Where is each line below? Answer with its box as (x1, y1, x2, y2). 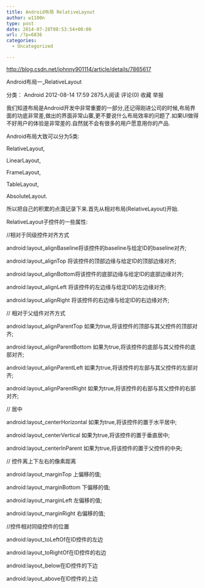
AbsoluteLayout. (6, 192, 48, 199)
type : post (6, 20, 34, 26)
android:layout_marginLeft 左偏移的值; (6, 497, 102, 504)
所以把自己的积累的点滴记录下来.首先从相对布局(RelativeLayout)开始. (6, 205, 179, 212)
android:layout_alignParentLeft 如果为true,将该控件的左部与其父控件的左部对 (6, 363, 198, 371)
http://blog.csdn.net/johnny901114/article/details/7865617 (6, 65, 152, 72)
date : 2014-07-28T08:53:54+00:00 (6, 26, 92, 33)
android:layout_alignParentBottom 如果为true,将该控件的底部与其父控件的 (6, 343, 191, 350)
